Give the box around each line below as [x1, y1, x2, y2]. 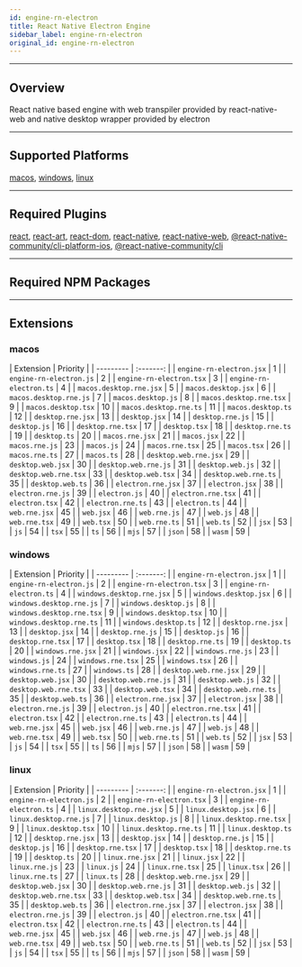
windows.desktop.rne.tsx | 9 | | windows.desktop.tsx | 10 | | [9, 607, 227, 618]
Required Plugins [9, 206, 107, 222]
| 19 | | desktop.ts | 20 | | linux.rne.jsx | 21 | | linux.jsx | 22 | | [9, 851, 245, 862]
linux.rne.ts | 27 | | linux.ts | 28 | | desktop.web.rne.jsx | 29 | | [9, 871, 250, 881]
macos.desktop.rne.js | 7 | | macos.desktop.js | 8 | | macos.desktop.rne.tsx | [9, 392, 291, 403]
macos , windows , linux [9, 172, 94, 183]
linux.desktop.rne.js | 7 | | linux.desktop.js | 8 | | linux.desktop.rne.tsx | [9, 813, 291, 824]
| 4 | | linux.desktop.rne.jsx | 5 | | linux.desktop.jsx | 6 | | [55, 803, 276, 814]
